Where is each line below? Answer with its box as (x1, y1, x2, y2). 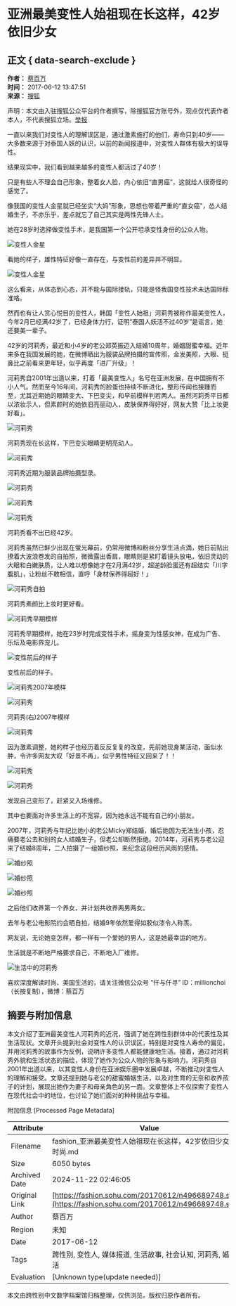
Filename (11, 1141, 41, 1151)
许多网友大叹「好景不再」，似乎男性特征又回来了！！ (25, 751, 177, 760)
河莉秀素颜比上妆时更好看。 (7, 600, 88, 608)
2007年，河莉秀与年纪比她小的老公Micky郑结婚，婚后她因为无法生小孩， (7, 827, 218, 834)
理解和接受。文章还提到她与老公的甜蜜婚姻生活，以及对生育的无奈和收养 (13, 1073, 223, 1082)
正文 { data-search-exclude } (7, 54, 136, 66)
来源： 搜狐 (7, 92, 40, 100)
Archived (11, 1170, 41, 1179)
